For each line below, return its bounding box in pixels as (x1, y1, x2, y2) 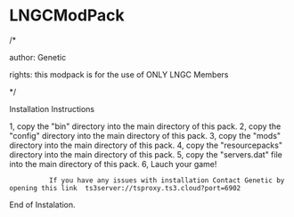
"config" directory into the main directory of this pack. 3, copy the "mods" (9, 130, 282, 141)
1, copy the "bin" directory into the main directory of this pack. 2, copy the (9, 121, 282, 132)
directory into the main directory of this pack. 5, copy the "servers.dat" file (9, 149, 282, 160)
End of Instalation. (9, 199, 76, 210)
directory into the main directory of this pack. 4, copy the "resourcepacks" (9, 140, 283, 150)
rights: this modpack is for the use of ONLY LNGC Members (9, 68, 229, 80)
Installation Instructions (9, 103, 95, 114)
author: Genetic (9, 52, 67, 62)
